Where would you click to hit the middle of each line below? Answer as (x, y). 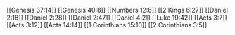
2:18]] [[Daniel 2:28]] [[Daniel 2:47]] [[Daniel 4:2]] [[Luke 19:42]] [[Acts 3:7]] (117, 17)
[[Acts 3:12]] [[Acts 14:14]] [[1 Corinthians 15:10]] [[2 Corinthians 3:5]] (107, 25)
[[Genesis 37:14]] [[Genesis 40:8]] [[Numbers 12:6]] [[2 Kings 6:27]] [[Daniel (117, 10)
